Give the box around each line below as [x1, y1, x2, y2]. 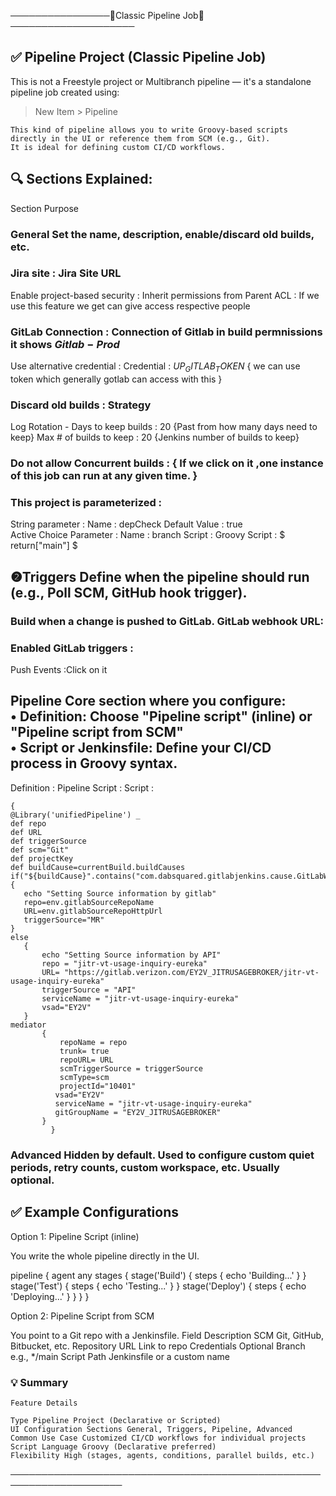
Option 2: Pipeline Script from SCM [10, 1310, 155, 1322]
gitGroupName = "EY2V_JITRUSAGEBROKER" [54, 1107, 222, 1117]
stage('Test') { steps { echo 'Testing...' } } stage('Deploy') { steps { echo [10, 1280, 307, 1292]
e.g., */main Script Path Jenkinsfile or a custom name [10, 1350, 230, 1362]
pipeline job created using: [10, 86, 120, 98]
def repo [10, 818, 47, 829]
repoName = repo [59, 1037, 128, 1047]
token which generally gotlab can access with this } [10, 373, 223, 385]
